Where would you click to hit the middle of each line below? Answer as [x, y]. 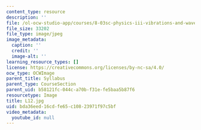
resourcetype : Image [32, 95]
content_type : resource [36, 12]
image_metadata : [26, 40]
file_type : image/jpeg [34, 34]
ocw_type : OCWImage [31, 73]
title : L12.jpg [25, 101]
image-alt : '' [29, 56]
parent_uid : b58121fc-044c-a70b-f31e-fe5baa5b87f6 [71, 90]
